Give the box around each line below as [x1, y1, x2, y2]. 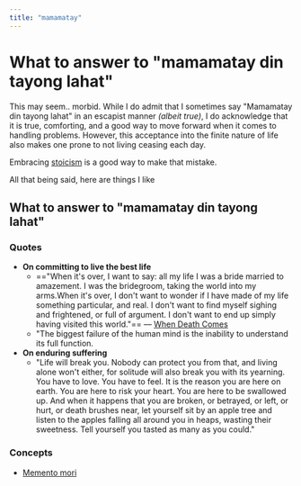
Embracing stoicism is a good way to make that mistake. [9, 157, 217, 167]
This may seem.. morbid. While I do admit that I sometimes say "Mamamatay [9, 101, 293, 112]
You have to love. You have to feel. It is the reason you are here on [35, 376, 281, 387]
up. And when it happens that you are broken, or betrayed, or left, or [35, 395, 289, 406]
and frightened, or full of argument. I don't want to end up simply [35, 310, 277, 320]
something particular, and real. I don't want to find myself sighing [35, 300, 277, 310]
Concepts [9, 446, 54, 459]
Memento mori [22, 467, 77, 478]
